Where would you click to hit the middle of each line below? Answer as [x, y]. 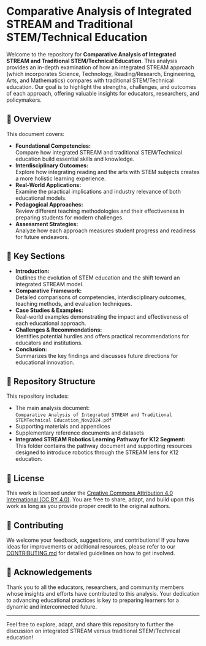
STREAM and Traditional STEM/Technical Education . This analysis [92, 61]
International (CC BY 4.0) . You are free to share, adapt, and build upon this [100, 500]
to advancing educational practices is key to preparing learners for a [93, 600]
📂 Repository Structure [51, 381]
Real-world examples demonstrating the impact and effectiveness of [102, 316]
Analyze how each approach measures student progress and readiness [105, 230]
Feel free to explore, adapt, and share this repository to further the [90, 624]
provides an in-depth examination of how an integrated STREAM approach [100, 67]
